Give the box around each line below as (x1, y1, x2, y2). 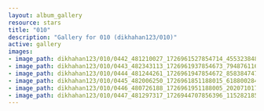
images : (8, 48, 34, 55)
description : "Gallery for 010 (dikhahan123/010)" (8, 33, 178, 41)
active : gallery (8, 41, 61, 48)
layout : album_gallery (8, 11, 82, 20)
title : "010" (8, 26, 51, 34)
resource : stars (8, 19, 61, 27)
